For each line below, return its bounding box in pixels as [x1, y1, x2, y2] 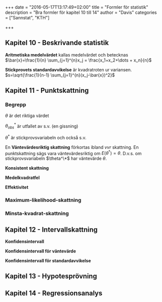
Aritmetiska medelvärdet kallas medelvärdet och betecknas [5, 52, 128, 58]
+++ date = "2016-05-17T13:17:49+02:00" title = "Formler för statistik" [5, 4, 149, 10]
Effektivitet [5, 184, 29, 190]
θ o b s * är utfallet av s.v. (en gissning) [5, 122, 79, 130]
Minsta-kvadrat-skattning [5, 210, 69, 217]
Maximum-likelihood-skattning [5, 197, 81, 204]
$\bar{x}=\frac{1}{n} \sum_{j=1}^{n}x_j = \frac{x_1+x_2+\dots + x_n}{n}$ [5, 57, 152, 63]
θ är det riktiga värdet [5, 113, 49, 119]
